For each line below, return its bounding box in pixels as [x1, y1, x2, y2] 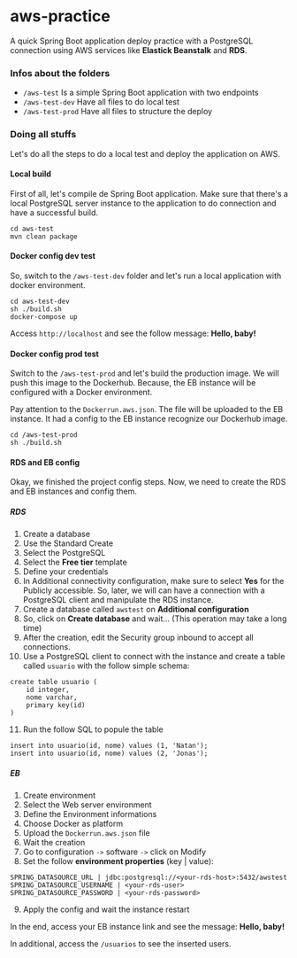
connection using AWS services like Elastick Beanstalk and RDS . [10, 44, 247, 55]
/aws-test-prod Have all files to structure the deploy [22, 106, 213, 117]
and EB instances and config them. [10, 486, 138, 497]
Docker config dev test [10, 251, 96, 261]
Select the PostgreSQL [22, 548, 106, 558]
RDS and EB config [10, 456, 80, 467]
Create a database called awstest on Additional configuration [22, 604, 250, 615]
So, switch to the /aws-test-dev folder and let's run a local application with [10, 270, 282, 281]
